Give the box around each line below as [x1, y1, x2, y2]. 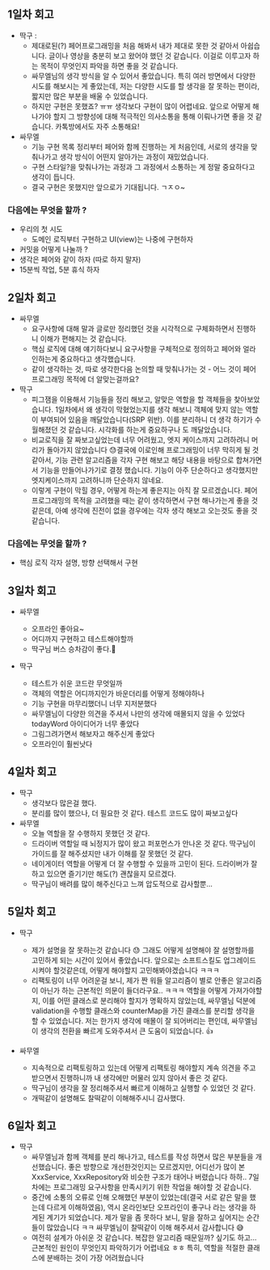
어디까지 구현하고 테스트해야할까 [31, 634, 134, 644]
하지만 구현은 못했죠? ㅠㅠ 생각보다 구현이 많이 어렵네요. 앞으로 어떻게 [31, 101, 251, 111]
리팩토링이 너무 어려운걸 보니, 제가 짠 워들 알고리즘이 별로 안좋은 [31, 975, 234, 985]
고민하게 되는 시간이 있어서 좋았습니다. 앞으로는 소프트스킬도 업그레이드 [31, 955, 256, 964]
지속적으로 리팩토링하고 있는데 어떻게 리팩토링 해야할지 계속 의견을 [31, 1062, 242, 1073]
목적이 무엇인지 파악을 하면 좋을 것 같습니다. [40, 61, 179, 70]
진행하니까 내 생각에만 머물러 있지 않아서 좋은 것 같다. [59, 1073, 228, 1082]
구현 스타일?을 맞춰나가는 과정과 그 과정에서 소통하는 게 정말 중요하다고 [31, 162, 255, 171]
